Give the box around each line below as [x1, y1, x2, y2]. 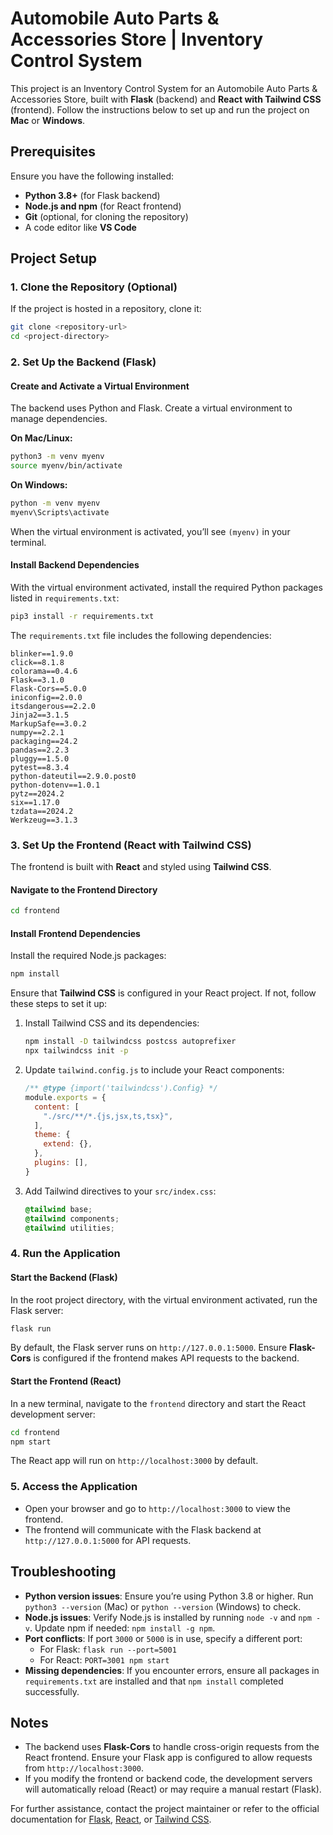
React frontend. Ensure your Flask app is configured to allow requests [24, 1752, 313, 1764]
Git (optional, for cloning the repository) [24, 210, 189, 222]
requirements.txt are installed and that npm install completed [24, 1675, 284, 1687]
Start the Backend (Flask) [10, 1271, 118, 1283]
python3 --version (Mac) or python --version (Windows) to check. [24, 1600, 302, 1612]
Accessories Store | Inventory [10, 28, 264, 51]
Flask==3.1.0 [10, 675, 65, 685]
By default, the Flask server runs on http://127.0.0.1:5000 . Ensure [10, 1342, 288, 1354]
